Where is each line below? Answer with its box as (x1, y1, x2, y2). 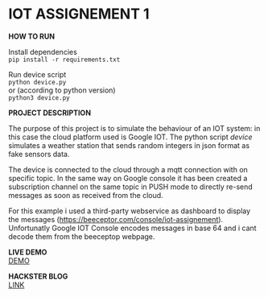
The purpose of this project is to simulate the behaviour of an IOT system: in (8, 123, 261, 133)
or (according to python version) (8, 85, 116, 95)
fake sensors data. (8, 149, 70, 159)
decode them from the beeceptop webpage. (8, 231, 155, 241)
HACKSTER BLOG (8, 271, 68, 281)
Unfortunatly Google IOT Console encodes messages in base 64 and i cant (8, 223, 257, 233)
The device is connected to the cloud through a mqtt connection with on (8, 164, 248, 174)
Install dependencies (8, 47, 78, 56)
